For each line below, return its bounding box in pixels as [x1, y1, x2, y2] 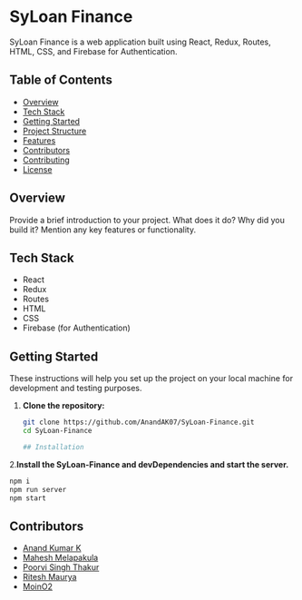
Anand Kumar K [22, 543, 82, 554]
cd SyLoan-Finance [22, 427, 93, 436]
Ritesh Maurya [22, 572, 77, 583]
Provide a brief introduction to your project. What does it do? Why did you [9, 214, 286, 225]
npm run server [9, 485, 67, 494]
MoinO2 [22, 581, 53, 592]
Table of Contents [9, 73, 113, 88]
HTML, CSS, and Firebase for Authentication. [9, 45, 178, 56]
